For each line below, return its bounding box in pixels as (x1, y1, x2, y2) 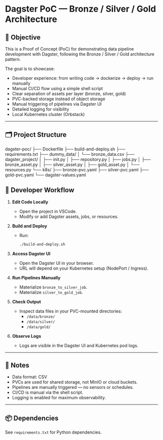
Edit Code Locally (12, 199, 49, 205)
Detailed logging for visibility (12, 106, 69, 112)
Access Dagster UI (12, 251, 51, 257)
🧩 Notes (5, 361, 30, 369)
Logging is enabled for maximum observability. (12, 395, 106, 401)
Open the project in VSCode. (19, 208, 77, 214)
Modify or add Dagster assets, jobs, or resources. (19, 213, 119, 220)
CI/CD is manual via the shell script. (12, 389, 83, 395)
